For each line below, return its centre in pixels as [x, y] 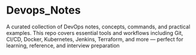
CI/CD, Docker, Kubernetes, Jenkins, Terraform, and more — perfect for [95, 39]
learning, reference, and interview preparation [63, 46]
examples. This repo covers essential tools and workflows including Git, [95, 33]
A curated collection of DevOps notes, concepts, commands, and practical [98, 27]
